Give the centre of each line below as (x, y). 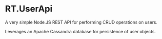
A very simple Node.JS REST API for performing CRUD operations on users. (81, 22)
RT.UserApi (29, 9)
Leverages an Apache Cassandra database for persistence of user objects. (81, 31)
